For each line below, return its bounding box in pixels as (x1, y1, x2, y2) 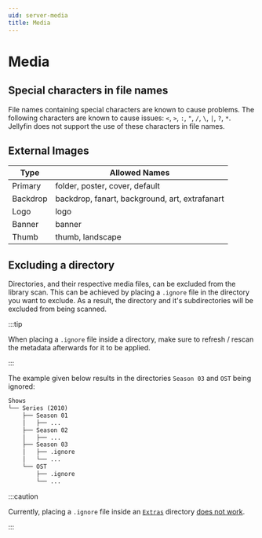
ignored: (8, 382, 35, 391)
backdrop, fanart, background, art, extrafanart (54, 193, 225, 204)
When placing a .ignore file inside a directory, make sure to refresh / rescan (8, 335, 254, 344)
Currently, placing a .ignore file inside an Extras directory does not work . (8, 507, 246, 516)
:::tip (8, 320, 23, 329)
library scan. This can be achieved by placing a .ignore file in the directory (8, 287, 249, 297)
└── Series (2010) (8, 404, 68, 412)
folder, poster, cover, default (54, 181, 161, 192)
